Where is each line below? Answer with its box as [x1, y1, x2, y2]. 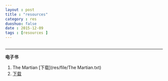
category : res [5, 16, 37, 21]
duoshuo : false [5, 21, 37, 26]
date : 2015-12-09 [5, 26, 43, 31]
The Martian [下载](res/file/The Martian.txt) [12, 65, 101, 71]
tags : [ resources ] [5, 30, 48, 35]
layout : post [5, 7, 35, 12]
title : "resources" [5, 12, 48, 17]
